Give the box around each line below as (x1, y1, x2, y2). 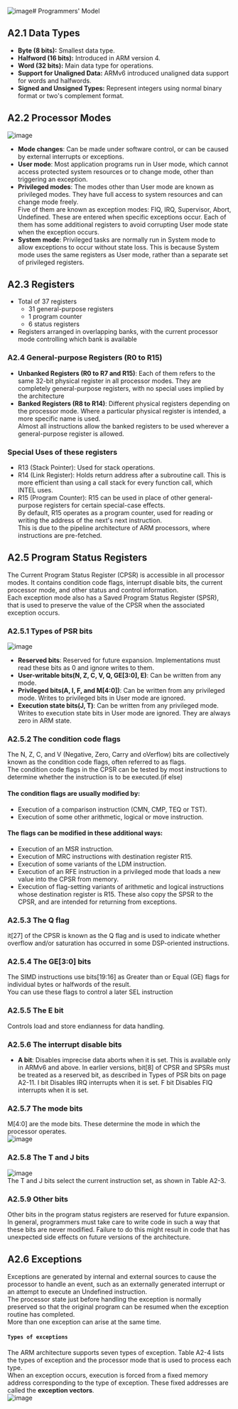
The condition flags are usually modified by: (7, 789, 141, 798)
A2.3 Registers (7, 279, 75, 291)
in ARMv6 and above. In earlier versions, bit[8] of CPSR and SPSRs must (17, 1063, 230, 1072)
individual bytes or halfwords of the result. (7, 981, 131, 989)
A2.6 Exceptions (7, 1253, 82, 1265)
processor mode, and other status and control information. (7, 585, 179, 594)
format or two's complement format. (17, 91, 124, 99)
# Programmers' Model (32, 7, 100, 15)
